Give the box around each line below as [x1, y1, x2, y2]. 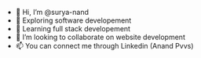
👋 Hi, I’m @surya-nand [15, 8, 89, 16]
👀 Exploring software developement [15, 16, 132, 25]
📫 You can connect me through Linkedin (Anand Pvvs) [15, 42, 194, 50]
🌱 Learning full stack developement [15, 24, 131, 33]
